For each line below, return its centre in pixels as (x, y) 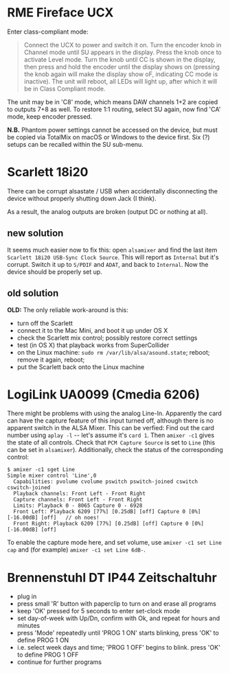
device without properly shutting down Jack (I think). (82, 198)
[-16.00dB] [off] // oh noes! (53, 518)
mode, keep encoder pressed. (50, 116)
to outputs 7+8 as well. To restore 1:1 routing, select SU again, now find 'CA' (114, 109)
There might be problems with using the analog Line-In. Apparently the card (114, 414)
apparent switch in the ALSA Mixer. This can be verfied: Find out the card (111, 428)
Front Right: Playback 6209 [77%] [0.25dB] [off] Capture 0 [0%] (109, 524)
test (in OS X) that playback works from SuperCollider (93, 345)
